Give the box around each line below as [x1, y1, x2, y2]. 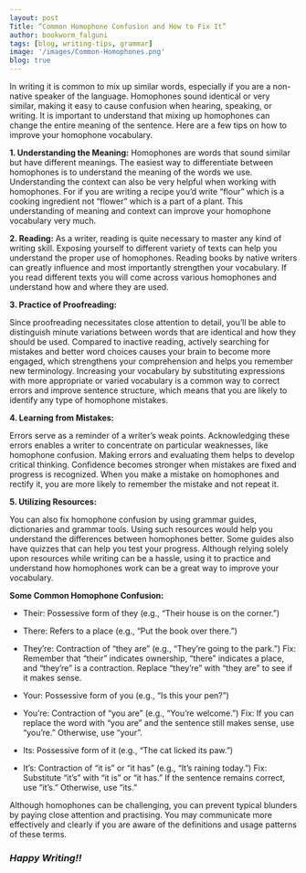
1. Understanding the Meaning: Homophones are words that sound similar [9, 147, 290, 158]
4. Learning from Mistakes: [9, 412, 114, 423]
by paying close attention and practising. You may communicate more [9, 810, 272, 820]
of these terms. [9, 829, 67, 839]
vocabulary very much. [9, 216, 97, 226]
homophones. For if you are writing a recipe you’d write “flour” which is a [9, 186, 285, 197]
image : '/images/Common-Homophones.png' [9, 48, 166, 57]
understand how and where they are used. [9, 282, 169, 293]
